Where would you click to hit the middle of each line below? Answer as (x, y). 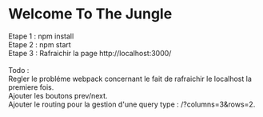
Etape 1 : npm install (41, 36)
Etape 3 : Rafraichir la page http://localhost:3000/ (90, 53)
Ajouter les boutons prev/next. (58, 95)
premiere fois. (31, 87)
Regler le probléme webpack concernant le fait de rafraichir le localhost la (130, 79)
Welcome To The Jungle (90, 14)
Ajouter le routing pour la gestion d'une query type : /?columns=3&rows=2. (132, 104)
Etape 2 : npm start (40, 44)
